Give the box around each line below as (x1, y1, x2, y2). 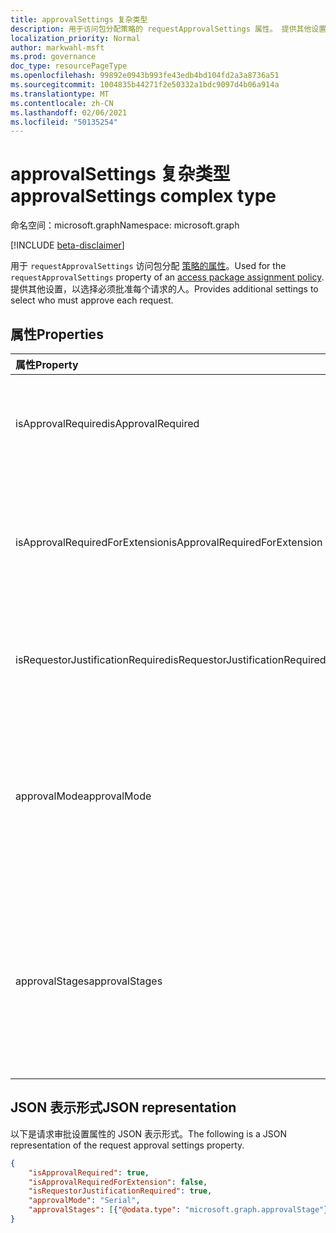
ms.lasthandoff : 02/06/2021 (10, 107, 128, 118)
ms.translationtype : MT (10, 89, 110, 99)
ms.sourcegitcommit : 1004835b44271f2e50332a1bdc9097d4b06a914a (10, 80, 280, 90)
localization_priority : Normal (10, 33, 141, 43)
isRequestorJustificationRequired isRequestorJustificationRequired (15, 653, 327, 666)
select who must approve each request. (10, 294, 174, 306)
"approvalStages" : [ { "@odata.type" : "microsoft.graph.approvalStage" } (28, 1205, 329, 1215)
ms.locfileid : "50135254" (10, 117, 118, 127)
